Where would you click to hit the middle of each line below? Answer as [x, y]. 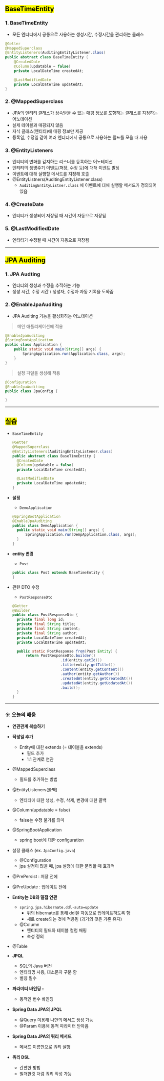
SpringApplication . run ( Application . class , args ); [74, 354]
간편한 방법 [30, 1068]
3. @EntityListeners [29, 150]
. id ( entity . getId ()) [81, 660]
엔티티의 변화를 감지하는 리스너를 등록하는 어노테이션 [62, 162]
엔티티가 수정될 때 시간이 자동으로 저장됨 [51, 240]
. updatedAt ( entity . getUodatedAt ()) [96, 683]
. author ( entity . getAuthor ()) [90, 674]
